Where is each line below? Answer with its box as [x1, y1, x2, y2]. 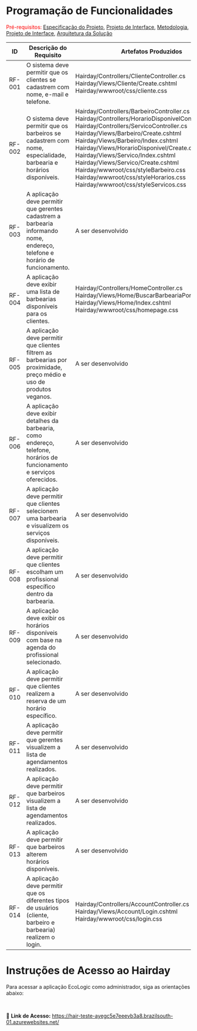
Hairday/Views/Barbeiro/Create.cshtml [75, 129, 182, 137]
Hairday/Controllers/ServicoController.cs [75, 121, 188, 130]
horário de [26, 256, 55, 264]
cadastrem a [26, 212, 61, 220]
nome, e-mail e [26, 90, 69, 98]
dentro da [26, 590, 53, 598]
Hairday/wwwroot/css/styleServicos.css [75, 180, 186, 188]
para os [26, 309, 47, 317]
